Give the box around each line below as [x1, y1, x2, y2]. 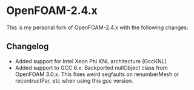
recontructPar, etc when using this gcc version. [15, 77, 133, 84]
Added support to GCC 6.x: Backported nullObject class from [15, 64, 168, 71]
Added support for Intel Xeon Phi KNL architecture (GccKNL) [15, 57, 167, 64]
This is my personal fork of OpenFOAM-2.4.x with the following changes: [6, 24, 189, 31]
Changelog [6, 41, 49, 52]
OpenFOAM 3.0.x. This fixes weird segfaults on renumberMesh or [15, 71, 179, 78]
